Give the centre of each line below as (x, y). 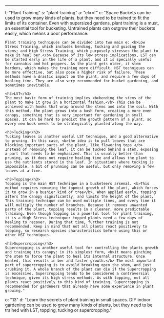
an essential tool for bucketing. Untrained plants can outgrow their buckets (80, 28)
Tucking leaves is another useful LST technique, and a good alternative (82, 136)
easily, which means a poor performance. (47, 33)
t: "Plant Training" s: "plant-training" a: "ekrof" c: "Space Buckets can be (78, 12)
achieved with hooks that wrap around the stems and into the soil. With (82, 107)
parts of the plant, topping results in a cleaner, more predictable (77, 209)
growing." (15, 291)
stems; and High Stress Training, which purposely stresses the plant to (82, 51)
